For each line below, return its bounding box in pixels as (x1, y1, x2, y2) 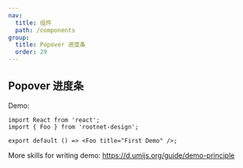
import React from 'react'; (8, 116, 101, 124)
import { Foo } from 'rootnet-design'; (8, 123, 139, 131)
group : (8, 33, 30, 42)
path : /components (15, 26, 76, 34)
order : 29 (15, 48, 47, 56)
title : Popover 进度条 (15, 41, 87, 49)
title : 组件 (15, 19, 53, 27)
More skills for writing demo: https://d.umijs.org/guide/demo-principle (8, 151, 235, 160)
